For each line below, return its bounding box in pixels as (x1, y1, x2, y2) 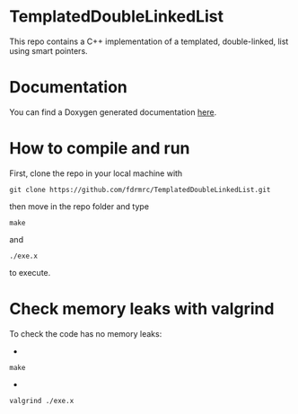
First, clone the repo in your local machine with (9, 168, 183, 179)
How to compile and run (9, 138, 190, 159)
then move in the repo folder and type (9, 200, 150, 212)
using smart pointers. (9, 45, 88, 56)
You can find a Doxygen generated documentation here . (9, 106, 217, 118)
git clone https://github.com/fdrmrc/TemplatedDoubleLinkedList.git (9, 185, 271, 194)
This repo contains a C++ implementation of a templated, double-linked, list (9, 36, 289, 47)
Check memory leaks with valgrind (9, 299, 275, 319)
